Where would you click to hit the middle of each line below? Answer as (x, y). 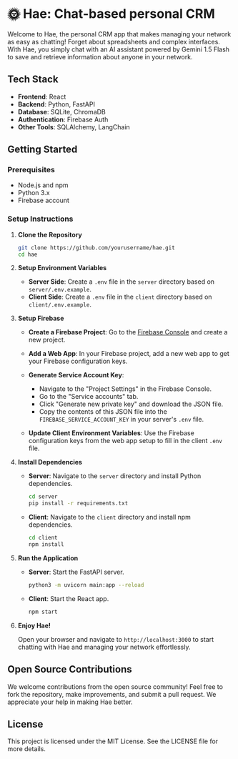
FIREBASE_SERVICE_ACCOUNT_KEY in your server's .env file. (122, 420)
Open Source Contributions (70, 669)
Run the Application (48, 558)
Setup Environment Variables (62, 268)
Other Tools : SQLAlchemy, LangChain (74, 126)
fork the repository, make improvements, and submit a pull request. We (112, 694)
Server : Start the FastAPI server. (76, 572)
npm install (46, 545)
